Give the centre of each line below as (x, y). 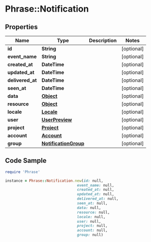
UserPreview (57, 120)
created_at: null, (96, 190)
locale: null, (91, 217)
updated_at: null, (96, 194)
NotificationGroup (63, 143)
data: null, (89, 207)
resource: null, (94, 212)
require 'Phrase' (23, 172)
